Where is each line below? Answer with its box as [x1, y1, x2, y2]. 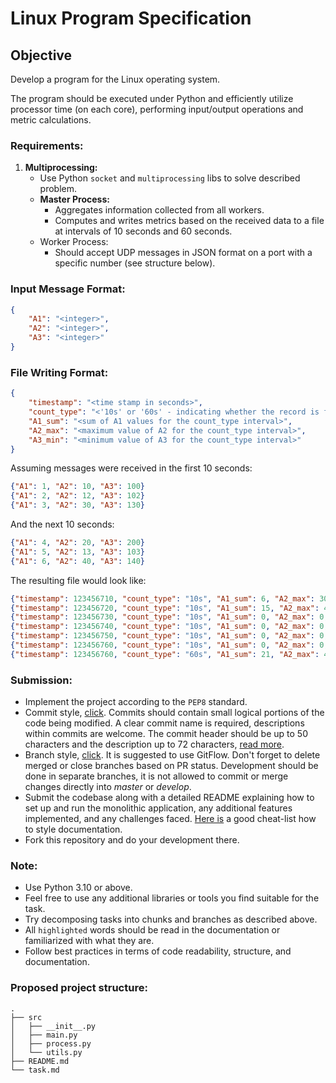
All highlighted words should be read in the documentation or [24, 924, 281, 936]
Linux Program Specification [10, 7, 252, 30]
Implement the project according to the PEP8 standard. [24, 696, 248, 708]
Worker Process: [39, 236, 109, 248]
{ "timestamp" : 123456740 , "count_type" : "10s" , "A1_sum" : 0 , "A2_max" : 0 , [10, 622, 329, 632]
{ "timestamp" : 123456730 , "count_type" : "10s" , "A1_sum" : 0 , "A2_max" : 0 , [10, 612, 329, 622]
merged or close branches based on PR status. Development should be [24, 760, 319, 772]
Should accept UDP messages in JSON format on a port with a [54, 247, 313, 259]
